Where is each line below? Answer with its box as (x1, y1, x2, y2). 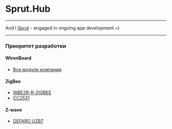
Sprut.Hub (5, 3, 51, 15)
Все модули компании (12, 67, 62, 73)
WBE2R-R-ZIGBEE (12, 90, 52, 96)
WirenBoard (5, 55, 32, 61)
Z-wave (5, 106, 22, 113)
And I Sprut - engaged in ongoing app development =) (5, 25, 120, 31)
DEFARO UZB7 (12, 118, 44, 124)
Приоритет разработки (5, 42, 67, 49)
